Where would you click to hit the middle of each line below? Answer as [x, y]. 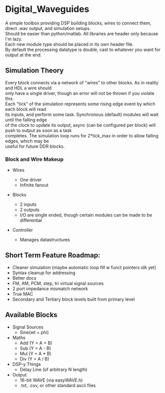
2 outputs [30, 210]
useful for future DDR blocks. [35, 146]
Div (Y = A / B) [35, 359]
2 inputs [28, 204]
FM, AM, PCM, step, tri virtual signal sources [58, 283]
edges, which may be [27, 141]
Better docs [24, 278]
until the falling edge [26, 120]
